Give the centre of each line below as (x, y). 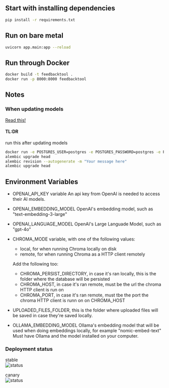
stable (12, 360)
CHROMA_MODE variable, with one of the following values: (74, 239)
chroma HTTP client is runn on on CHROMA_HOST (72, 300)
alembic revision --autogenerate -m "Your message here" (66, 161)
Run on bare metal (34, 35)
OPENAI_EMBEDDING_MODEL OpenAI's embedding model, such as (83, 209)
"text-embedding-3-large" (40, 214)
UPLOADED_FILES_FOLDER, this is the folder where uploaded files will (85, 310)
